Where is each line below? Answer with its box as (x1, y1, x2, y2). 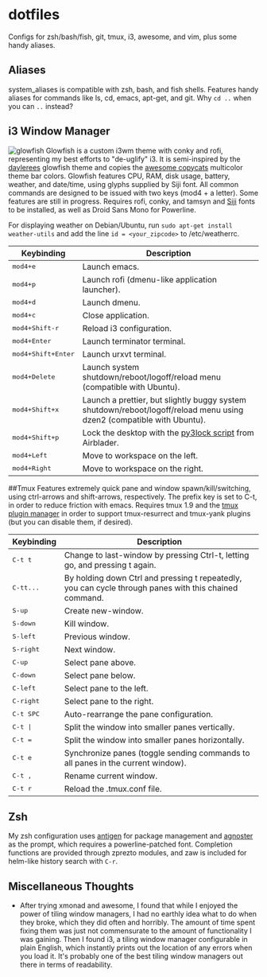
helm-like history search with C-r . (8, 857, 118, 866)
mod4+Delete (12, 372, 56, 381)
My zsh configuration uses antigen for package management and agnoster (8, 831, 253, 841)
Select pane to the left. (64, 683, 149, 694)
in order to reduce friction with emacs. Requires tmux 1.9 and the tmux (8, 500, 238, 510)
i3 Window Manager (8, 125, 110, 138)
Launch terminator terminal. (82, 336, 186, 347)
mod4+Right (12, 464, 52, 473)
